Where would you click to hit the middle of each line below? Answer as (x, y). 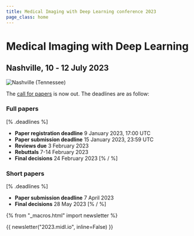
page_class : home (27, 17)
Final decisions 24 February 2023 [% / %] (66, 158)
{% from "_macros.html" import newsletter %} (62, 215)
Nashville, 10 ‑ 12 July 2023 (58, 68)
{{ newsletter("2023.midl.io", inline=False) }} (60, 227)
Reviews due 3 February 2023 (52, 146)
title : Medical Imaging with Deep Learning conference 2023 (81, 12)
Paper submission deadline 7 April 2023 (64, 198)
